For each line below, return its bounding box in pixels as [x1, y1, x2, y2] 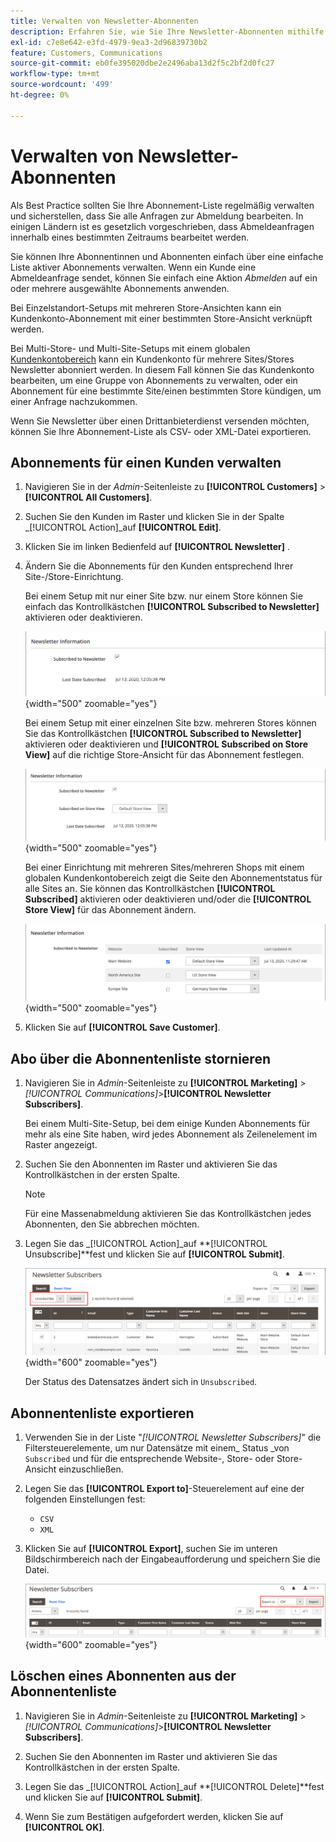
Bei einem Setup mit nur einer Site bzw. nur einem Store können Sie [24, 590, 303, 602]
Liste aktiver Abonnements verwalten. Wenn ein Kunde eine [10, 261, 257, 273]
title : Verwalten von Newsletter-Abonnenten [10, 16, 199, 26]
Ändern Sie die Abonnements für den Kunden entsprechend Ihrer [24, 560, 294, 572]
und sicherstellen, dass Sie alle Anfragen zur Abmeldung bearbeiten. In [10, 210, 304, 222]
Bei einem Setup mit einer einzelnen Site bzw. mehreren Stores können [24, 716, 317, 729]
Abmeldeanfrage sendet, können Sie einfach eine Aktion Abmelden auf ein [10, 271, 318, 284]
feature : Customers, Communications [10, 48, 163, 58]
